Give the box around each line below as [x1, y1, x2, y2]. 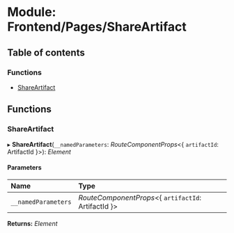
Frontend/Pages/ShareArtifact [7, 19, 187, 35]
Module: [7, 4, 56, 20]
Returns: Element [7, 219, 58, 227]
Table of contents [7, 47, 85, 58]
